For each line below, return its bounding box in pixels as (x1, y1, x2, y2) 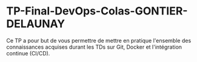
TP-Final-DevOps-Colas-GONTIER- (6, 4, 188, 18)
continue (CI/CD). (6, 49, 50, 57)
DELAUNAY (6, 17, 65, 31)
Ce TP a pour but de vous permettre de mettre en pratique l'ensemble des (6, 37, 192, 44)
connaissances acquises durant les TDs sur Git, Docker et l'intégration (6, 43, 182, 51)
